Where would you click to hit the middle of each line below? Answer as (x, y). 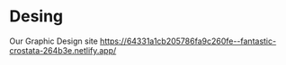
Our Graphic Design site (54, 41)
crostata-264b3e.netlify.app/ (63, 50)
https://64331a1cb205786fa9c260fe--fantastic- (188, 41)
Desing (36, 16)
